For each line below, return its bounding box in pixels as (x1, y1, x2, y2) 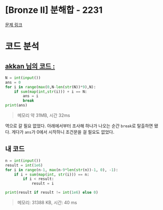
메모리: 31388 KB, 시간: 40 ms (17, 200, 78, 205)
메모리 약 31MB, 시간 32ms (17, 112, 70, 118)
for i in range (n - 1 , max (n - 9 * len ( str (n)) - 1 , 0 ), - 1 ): (5, 167, 119, 173)
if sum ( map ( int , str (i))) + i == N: (14, 89, 87, 94)
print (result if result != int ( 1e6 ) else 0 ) (5, 190, 98, 195)
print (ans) (5, 103, 28, 108)
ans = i (23, 94, 39, 99)
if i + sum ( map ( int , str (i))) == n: (14, 172, 90, 177)
